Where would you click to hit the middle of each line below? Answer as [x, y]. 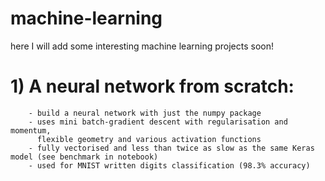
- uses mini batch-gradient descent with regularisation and [158, 122]
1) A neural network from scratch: [152, 86]
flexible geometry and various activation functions [149, 139]
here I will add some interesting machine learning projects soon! [142, 46]
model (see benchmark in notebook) [84, 157]
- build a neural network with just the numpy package [145, 113]
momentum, [31, 130]
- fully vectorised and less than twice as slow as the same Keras [171, 148]
